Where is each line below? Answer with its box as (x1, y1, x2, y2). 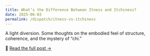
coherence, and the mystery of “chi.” (5, 35, 82, 41)
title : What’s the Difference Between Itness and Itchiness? (5, 7, 137, 12)
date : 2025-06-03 (5, 12, 42, 17)
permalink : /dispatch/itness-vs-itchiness (5, 16, 96, 21)
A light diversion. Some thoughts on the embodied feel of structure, (5, 30, 145, 36)
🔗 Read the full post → (5, 45, 52, 51)
